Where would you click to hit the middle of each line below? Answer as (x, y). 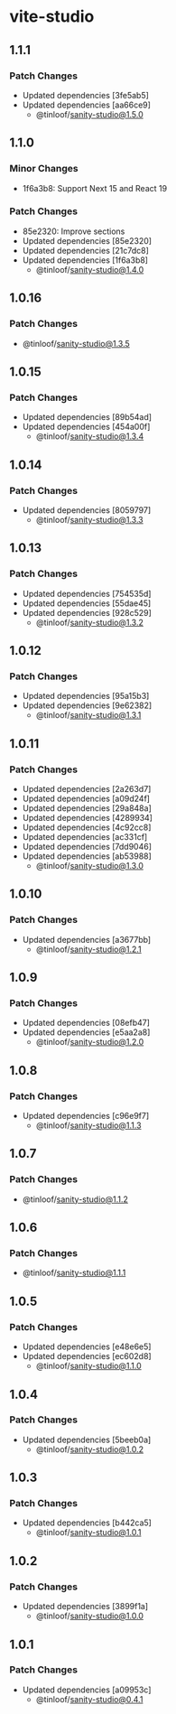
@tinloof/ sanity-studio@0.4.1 (89, 1699)
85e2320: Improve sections (74, 231)
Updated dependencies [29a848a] (87, 808)
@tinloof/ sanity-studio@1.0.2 (90, 1449)
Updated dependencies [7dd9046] (87, 846)
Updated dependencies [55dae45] (87, 603)
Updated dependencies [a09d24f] (86, 798)
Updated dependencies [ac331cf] (85, 836)
